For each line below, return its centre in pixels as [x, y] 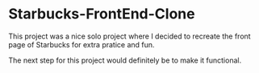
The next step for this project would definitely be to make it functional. [125, 60]
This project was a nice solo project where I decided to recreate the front [130, 36]
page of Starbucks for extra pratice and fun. [81, 44]
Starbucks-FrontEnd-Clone [102, 14]
